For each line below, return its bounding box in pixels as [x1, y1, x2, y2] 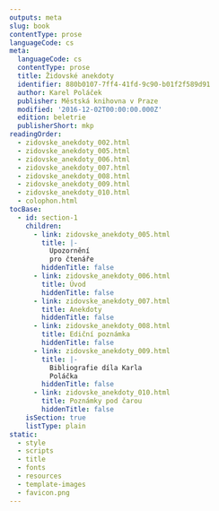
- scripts [17, 446, 54, 455]
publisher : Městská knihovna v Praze [17, 96, 159, 106]
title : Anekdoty [41, 305, 102, 314]
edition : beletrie [17, 113, 87, 122]
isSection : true [25, 413, 87, 422]
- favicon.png [17, 488, 70, 498]
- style [17, 438, 47, 447]
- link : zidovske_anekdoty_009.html [32, 346, 171, 355]
